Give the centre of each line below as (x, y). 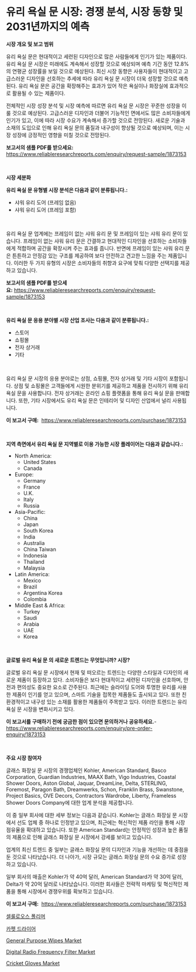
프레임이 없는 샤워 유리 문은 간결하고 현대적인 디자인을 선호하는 (95, 241)
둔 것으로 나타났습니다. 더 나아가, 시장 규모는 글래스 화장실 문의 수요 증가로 (91, 856)
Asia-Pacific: (30, 512)
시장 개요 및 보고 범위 (30, 44)
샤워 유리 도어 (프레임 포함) (45, 209)
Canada (33, 468)
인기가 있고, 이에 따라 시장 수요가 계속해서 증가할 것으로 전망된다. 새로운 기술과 (96, 120)
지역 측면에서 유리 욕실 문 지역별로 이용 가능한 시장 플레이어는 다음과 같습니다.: (94, 444)
